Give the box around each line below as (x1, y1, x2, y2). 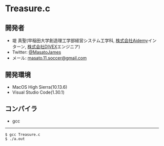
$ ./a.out (5, 136, 25, 141)
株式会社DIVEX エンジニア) (27, 44, 81, 49)
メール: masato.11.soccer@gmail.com (12, 55, 87, 61)
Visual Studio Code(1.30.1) (12, 89, 65, 95)
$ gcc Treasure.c (5, 132, 41, 137)
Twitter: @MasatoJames (12, 49, 61, 55)
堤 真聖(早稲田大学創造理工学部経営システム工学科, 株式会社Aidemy (12, 38, 148, 43)
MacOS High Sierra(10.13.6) (12, 84, 67, 90)
